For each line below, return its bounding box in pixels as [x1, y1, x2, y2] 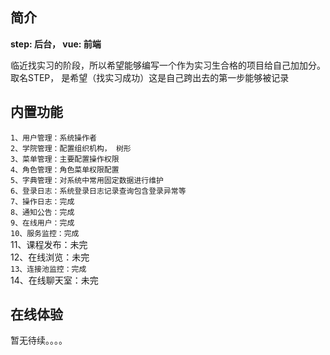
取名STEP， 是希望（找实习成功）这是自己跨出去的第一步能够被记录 [10, 71, 290, 83]
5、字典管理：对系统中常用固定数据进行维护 [10, 175, 164, 185]
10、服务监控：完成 [10, 228, 80, 238]
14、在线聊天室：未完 [10, 274, 99, 286]
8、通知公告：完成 [10, 207, 75, 217]
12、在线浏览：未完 [10, 251, 90, 263]
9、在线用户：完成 [10, 218, 75, 228]
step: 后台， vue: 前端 [10, 38, 102, 50]
